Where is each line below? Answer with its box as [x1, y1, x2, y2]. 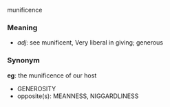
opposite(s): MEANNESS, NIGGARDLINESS [17, 92, 139, 100]
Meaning [7, 23, 38, 32]
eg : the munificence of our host [7, 71, 97, 80]
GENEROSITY [17, 84, 56, 93]
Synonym [7, 56, 40, 65]
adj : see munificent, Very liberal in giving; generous [17, 38, 164, 47]
